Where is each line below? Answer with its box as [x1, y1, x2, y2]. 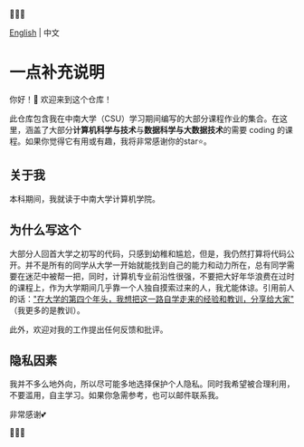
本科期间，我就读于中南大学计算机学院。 [9, 193, 160, 204]
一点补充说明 [9, 62, 106, 83]
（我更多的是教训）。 [9, 304, 85, 316]
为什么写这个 [9, 223, 81, 238]
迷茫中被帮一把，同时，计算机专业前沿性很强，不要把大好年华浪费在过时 [24, 271, 295, 281]
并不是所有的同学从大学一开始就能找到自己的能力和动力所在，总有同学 [24, 259, 287, 271]
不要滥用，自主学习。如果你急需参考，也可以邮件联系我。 [9, 390, 223, 401]
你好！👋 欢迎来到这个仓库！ [9, 93, 113, 104]
